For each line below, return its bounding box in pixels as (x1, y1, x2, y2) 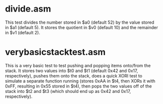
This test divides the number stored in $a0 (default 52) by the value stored (5, 19, 154, 25)
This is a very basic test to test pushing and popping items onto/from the (5, 62, 151, 68)
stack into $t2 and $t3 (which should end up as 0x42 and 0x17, (5, 88, 131, 94)
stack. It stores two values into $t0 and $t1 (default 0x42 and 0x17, (5, 68, 138, 74)
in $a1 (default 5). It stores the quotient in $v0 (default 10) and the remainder (5, 24, 158, 30)
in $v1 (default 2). (5, 30, 40, 35)
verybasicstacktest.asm (5, 47, 106, 58)
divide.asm (5, 3, 51, 15)
